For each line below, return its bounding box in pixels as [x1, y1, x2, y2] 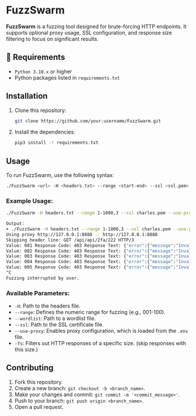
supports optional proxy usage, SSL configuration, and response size [6, 29, 172, 36]
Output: [6, 221, 25, 227]
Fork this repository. [14, 379, 63, 386]
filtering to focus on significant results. [6, 35, 99, 42]
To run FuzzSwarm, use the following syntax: [6, 172, 114, 179]
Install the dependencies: [14, 128, 76, 135]
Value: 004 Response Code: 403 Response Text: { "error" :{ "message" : [6, 259, 176, 265]
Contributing [6, 363, 54, 373]
